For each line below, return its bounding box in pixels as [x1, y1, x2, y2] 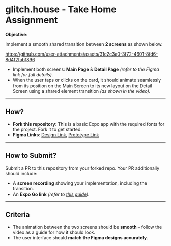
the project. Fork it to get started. [12, 126, 82, 132]
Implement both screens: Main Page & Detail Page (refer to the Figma [12, 66, 159, 72]
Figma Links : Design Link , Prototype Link [12, 131, 99, 138]
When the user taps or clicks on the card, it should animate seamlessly [12, 77, 161, 83]
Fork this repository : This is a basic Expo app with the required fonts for [12, 121, 165, 127]
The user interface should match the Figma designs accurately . [12, 235, 149, 241]
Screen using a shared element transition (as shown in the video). [12, 88, 151, 94]
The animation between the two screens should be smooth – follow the [12, 224, 162, 230]
